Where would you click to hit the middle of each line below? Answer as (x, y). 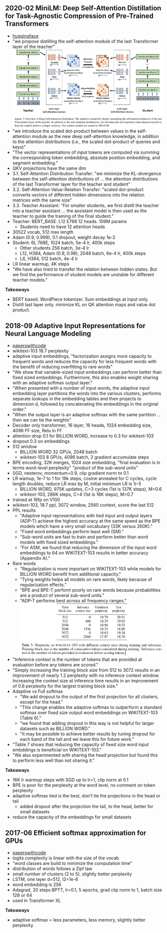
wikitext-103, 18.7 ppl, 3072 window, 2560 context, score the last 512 (83, 505)
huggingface (25, 36)
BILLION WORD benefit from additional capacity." (70, 574)
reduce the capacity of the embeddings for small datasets (72, 817)
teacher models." (30, 280)
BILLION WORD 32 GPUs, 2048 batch (59, 452)
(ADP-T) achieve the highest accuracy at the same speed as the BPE (90, 521)
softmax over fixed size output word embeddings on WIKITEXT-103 (89, 713)
